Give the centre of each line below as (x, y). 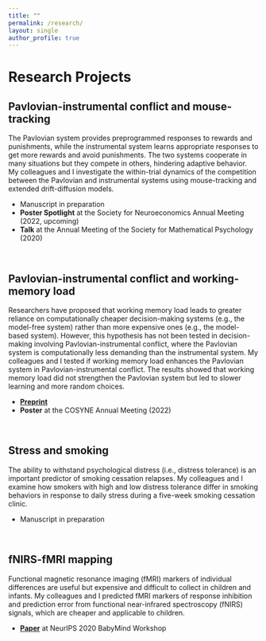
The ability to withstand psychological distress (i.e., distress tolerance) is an (132, 470)
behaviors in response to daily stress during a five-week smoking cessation (132, 495)
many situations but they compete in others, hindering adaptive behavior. (128, 163)
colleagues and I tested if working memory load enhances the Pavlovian (126, 361)
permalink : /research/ (46, 23)
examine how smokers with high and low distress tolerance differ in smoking (133, 487)
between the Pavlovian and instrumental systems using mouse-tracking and (132, 181)
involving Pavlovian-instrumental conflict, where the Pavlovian (136, 344)
